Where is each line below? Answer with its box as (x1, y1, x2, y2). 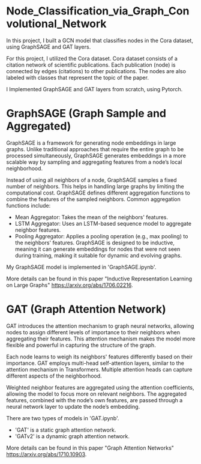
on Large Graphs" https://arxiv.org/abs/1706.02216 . (6, 281, 133, 289)
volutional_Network (6, 17, 107, 31)
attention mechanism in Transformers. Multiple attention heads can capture (6, 366, 193, 373)
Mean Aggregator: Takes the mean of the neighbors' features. (14, 213, 169, 220)
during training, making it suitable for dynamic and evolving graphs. (14, 252, 182, 259)
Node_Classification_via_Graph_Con (6, 4, 190, 18)
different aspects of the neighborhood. (6, 372, 102, 379)
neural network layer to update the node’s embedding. (6, 403, 140, 410)
